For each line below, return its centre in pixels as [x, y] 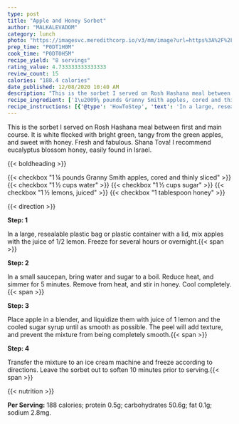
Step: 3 [18, 305]
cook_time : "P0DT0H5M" [41, 54]
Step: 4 [18, 348]
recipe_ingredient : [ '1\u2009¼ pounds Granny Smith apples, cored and [114, 100]
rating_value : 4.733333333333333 [57, 67]
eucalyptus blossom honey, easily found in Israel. [80, 150]
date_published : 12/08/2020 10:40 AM [63, 87]
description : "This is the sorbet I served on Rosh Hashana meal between [119, 93]
